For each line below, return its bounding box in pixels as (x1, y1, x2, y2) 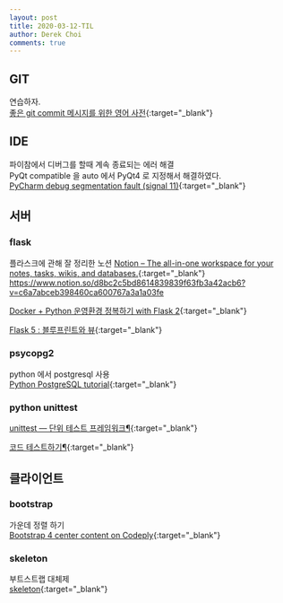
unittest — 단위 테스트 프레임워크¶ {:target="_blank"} (9, 423, 198, 433)
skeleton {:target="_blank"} (9, 584, 108, 595)
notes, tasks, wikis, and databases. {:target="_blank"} (9, 267, 206, 278)
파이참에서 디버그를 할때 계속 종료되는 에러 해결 (9, 159, 175, 170)
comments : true (9, 38, 66, 48)
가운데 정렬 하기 (9, 520, 65, 530)
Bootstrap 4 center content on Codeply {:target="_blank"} (9, 529, 221, 540)
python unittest (9, 401, 78, 414)
